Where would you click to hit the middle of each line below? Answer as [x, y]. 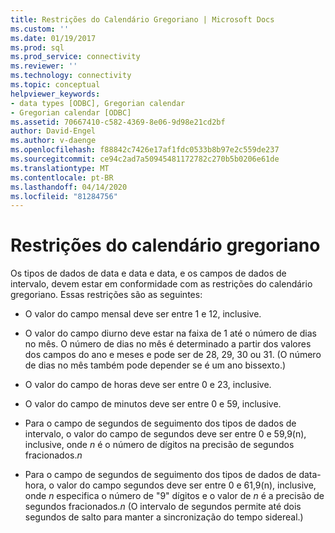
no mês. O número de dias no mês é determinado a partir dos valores [168, 344]
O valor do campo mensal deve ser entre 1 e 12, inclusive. [143, 314]
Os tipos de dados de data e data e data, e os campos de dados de [148, 273]
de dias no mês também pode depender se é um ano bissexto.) [155, 365]
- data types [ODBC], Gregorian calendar [98, 103]
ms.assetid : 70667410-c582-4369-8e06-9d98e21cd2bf [118, 122]
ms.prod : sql [37, 47]
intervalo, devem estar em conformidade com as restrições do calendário [161, 284]
